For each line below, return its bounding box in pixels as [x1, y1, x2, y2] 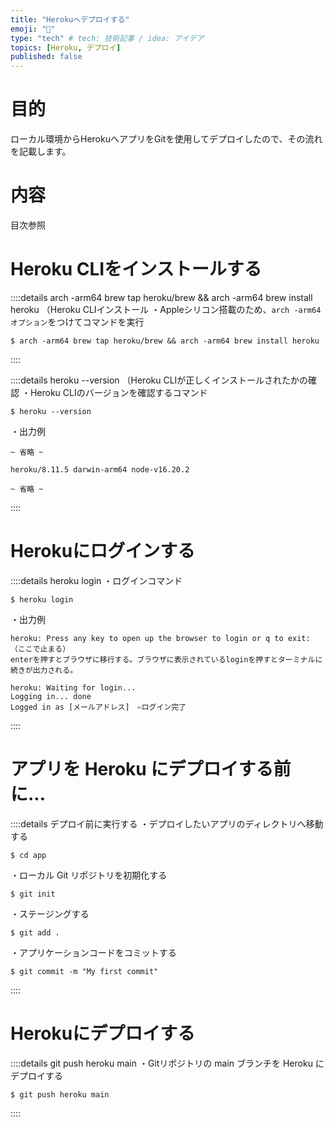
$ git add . [10, 927, 60, 938]
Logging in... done [10, 691, 92, 701]
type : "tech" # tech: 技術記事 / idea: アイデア [10, 33, 205, 43]
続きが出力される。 [10, 665, 78, 675]
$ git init [10, 889, 56, 899]
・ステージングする [10, 907, 90, 920]
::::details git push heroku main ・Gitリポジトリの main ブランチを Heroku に [10, 1057, 325, 1069]
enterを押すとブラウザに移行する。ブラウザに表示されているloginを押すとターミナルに [10, 654, 323, 665]
